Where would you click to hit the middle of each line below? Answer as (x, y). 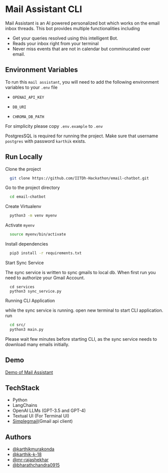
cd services (22, 287)
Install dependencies (27, 244)
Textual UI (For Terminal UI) (41, 416)
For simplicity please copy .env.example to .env (54, 126)
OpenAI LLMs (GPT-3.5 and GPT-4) (49, 411)
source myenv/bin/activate (38, 234)
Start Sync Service (25, 263)
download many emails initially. (37, 344)
